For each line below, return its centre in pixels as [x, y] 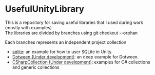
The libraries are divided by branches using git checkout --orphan [71, 33]
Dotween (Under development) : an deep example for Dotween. [75, 56]
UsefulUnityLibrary [45, 9]
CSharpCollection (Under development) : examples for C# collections [81, 62]
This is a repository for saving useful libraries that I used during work [74, 22]
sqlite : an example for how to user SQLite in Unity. [62, 52]
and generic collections [36, 67]
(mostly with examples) [29, 27]
